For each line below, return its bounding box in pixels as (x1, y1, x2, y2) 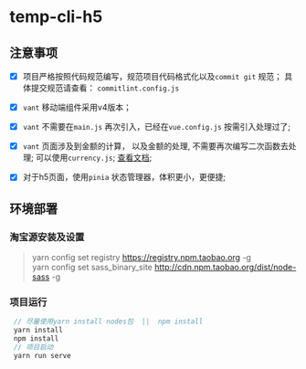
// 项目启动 (13, 343, 54, 352)
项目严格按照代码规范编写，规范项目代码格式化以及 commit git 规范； (22, 71, 283, 81)
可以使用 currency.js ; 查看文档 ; (35, 153, 153, 163)
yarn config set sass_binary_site (31, 262, 153, 272)
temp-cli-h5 (9, 6, 103, 27)
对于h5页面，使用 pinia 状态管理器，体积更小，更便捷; (22, 172, 227, 183)
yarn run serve (13, 351, 71, 360)
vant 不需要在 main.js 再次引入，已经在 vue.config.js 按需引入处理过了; (22, 121, 290, 132)
